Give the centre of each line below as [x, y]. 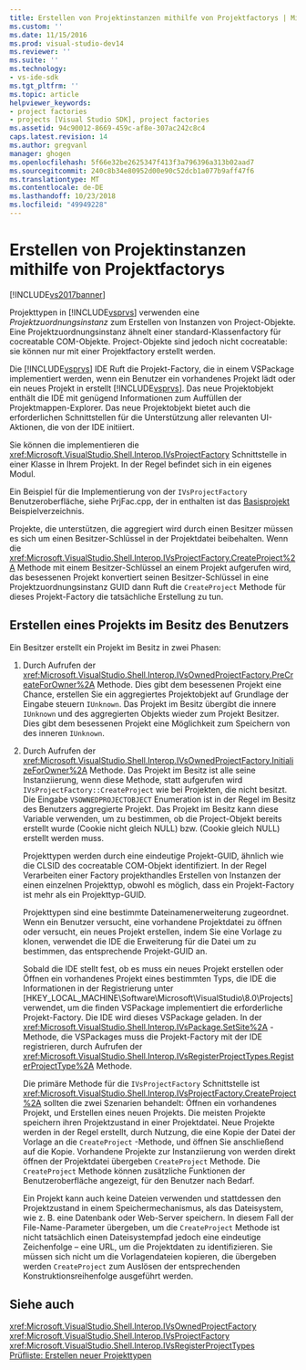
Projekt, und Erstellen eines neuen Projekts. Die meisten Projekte [144, 1112]
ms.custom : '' [36, 26]
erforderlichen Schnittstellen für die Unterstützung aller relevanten [134, 417]
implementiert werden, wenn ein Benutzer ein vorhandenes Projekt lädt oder [153, 378]
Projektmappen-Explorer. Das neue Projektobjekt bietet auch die [130, 407]
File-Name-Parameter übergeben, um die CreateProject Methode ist [151, 1227]
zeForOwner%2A [55, 770]
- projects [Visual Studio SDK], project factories [109, 120]
